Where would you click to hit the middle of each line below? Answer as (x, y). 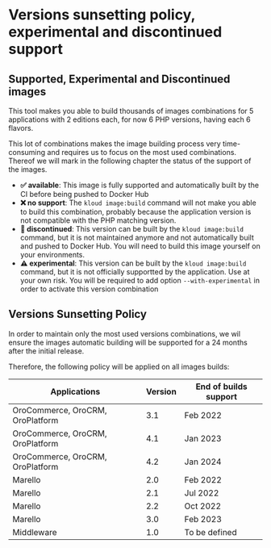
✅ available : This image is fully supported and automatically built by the (140, 185)
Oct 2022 (203, 506)
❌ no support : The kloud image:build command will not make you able (138, 203)
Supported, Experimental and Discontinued (119, 79)
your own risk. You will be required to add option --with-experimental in (140, 280)
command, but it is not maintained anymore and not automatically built (137, 237)
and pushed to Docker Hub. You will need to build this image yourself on (140, 246)
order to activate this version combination (89, 289)
